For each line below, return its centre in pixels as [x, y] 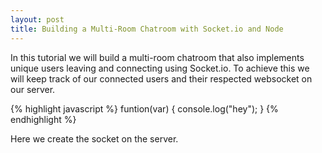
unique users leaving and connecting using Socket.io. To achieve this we [160, 68]
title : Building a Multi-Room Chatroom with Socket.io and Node [147, 29]
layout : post [37, 19]
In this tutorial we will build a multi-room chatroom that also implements [157, 57]
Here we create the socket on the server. [94, 138]
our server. [33, 89]
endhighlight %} [43, 119]
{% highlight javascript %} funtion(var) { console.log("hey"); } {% [144, 108]
